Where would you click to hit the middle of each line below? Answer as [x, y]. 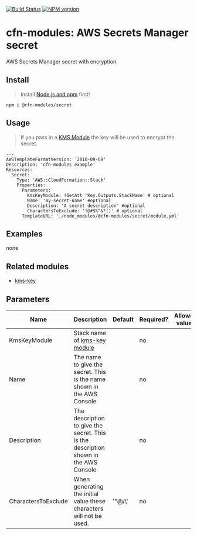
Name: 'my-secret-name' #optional [69, 200]
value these [89, 501]
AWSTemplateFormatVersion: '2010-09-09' [56, 159]
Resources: [19, 170]
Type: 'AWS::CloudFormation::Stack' [62, 180]
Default [123, 319]
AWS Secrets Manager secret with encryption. [62, 61]
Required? [154, 319]
